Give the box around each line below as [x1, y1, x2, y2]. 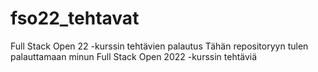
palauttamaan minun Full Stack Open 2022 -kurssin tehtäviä [10, 50, 258, 62]
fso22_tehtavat [10, 7, 140, 30]
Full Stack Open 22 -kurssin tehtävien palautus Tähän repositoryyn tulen [10, 40, 309, 52]
